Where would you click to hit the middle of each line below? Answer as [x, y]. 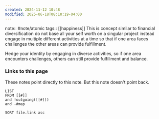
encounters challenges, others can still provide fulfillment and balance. [77, 59]
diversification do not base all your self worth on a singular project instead [80, 33]
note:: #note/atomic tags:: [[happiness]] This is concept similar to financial [80, 28]
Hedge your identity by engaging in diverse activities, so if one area [73, 53]
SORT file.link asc [25, 113]
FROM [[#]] [16, 95]
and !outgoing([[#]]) [27, 100]
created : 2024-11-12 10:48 [33, 10]
